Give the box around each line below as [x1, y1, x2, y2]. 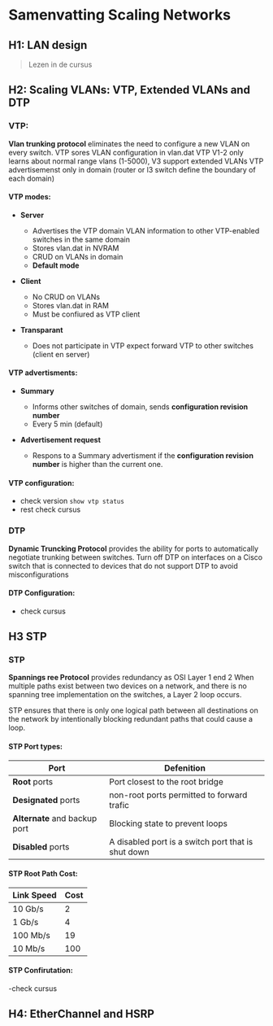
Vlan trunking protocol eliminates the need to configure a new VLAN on [8, 138, 250, 148]
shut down [109, 846, 149, 858]
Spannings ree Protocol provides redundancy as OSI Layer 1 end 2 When [8, 673, 254, 683]
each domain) [8, 173, 55, 183]
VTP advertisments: [8, 368, 78, 378]
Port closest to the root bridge [109, 775, 223, 787]
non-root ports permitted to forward [109, 789, 248, 801]
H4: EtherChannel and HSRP [8, 1007, 154, 1021]
